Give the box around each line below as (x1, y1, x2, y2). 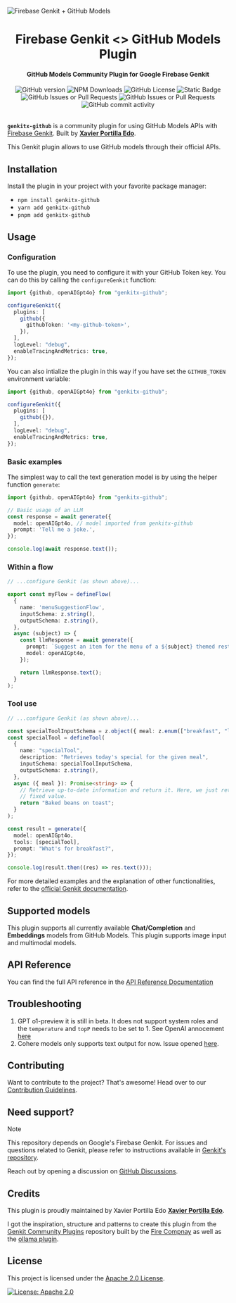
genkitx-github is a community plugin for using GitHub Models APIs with (7, 122, 218, 130)
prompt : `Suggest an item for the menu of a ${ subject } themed (25, 643, 216, 651)
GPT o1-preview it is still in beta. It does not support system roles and (17, 1016, 218, 1025)
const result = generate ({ (7, 825, 86, 833)
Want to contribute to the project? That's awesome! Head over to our (7, 1078, 206, 1087)
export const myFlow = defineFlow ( (7, 591, 112, 598)
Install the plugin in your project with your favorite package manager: (7, 182, 207, 190)
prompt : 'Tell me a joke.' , (13, 526, 96, 533)
